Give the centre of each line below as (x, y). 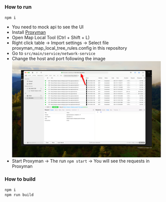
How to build (20, 179)
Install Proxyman (29, 32)
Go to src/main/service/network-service (54, 54)
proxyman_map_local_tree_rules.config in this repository (69, 48)
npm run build (19, 195)
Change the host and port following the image (59, 59)
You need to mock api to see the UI (48, 27)
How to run (18, 7)
